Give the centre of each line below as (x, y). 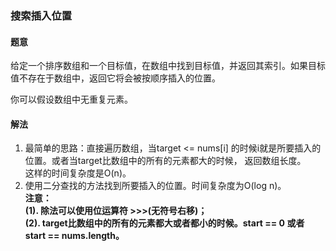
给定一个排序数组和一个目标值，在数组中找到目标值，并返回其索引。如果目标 (168, 66)
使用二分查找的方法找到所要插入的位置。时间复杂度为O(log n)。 (155, 186)
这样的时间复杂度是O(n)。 (78, 173)
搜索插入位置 (41, 15)
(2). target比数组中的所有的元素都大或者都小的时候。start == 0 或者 (164, 223)
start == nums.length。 (74, 236)
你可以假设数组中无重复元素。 (71, 99)
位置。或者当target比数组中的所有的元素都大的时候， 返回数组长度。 (165, 161)
